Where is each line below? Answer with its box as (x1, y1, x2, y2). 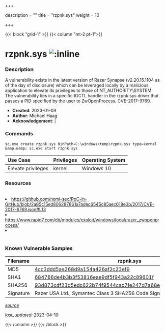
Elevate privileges (7, 165, 49, 172)
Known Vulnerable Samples (5, 245, 73, 251)
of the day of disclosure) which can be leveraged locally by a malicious (5, 82, 149, 89)
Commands (5, 130, 33, 137)
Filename (7, 258, 29, 265)
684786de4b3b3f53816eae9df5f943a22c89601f (34, 274, 154, 281)
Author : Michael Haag (12, 113, 57, 119)
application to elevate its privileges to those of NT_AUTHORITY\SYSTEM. (5, 88, 153, 93)
